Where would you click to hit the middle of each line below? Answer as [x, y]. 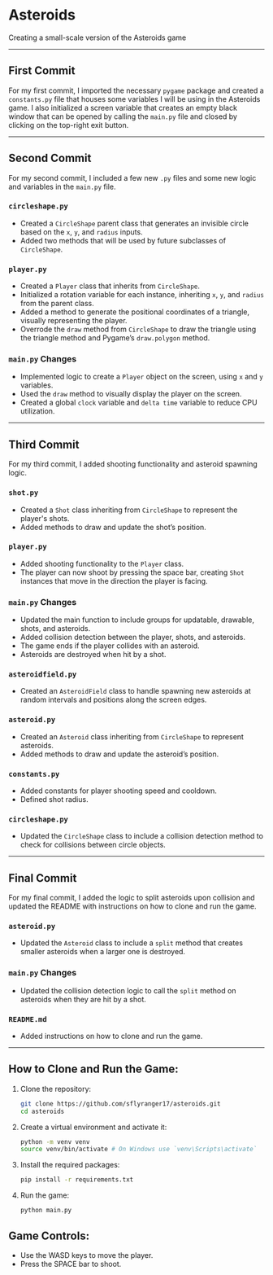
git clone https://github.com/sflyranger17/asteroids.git [120, 1104]
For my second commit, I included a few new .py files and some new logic [132, 177]
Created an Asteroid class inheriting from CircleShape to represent [132, 736]
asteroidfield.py [43, 675]
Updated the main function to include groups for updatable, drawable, [137, 620]
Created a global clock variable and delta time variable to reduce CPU [139, 403]
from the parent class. [57, 304]
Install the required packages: [70, 1165]
